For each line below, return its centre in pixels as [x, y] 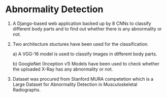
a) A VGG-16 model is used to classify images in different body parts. [85, 54]
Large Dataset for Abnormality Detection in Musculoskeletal [75, 84]
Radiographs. [26, 89]
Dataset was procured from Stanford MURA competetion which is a [83, 79]
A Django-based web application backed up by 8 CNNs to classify [82, 23]
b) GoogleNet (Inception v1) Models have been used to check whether [86, 63]
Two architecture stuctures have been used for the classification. [80, 44]
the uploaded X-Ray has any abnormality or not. [63, 69]
